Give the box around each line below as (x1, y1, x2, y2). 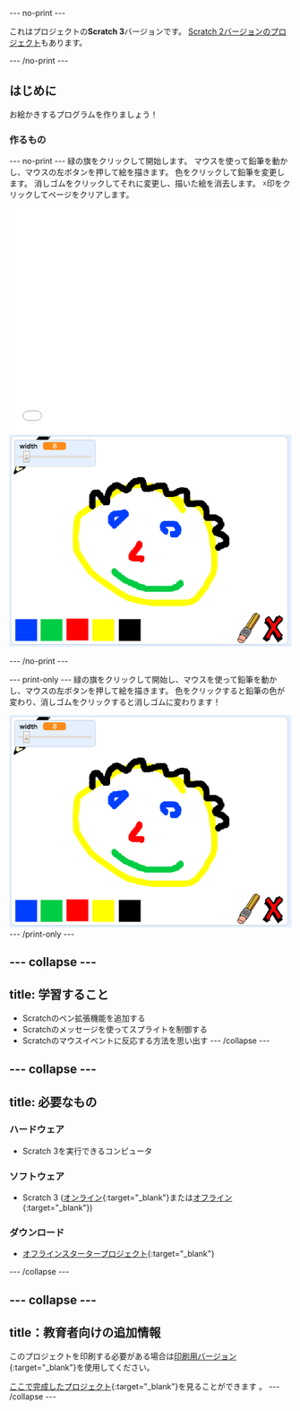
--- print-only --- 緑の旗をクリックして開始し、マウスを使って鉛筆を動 (9, 675, 270, 685)
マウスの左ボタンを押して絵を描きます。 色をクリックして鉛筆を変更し (24, 167, 285, 178)
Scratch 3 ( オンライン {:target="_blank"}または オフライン (21, 1192, 233, 1203)
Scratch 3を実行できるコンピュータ (21, 1145, 152, 1156)
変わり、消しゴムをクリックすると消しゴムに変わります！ (9, 697, 221, 708)
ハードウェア (9, 1123, 65, 1136)
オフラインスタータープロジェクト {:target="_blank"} (21, 1249, 215, 1259)
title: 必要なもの (9, 1094, 98, 1110)
